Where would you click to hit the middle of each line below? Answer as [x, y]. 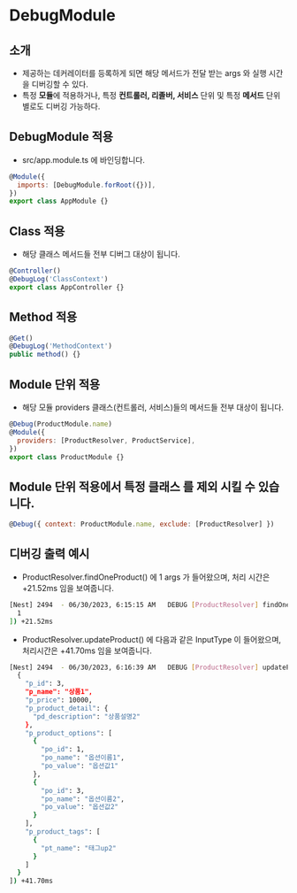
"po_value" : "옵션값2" [80, 807]
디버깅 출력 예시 [49, 554]
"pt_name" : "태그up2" [79, 848]
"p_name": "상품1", [59, 692]
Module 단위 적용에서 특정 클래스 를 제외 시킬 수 [133, 486]
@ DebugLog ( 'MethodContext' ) [61, 346]
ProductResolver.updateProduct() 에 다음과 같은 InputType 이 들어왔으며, [151, 639]
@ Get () [21, 338]
